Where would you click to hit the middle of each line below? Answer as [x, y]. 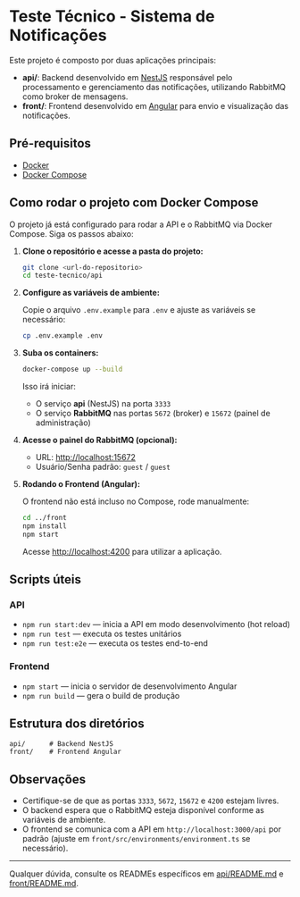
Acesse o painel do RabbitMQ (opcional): [100, 440]
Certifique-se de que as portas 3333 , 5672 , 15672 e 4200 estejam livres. [150, 801]
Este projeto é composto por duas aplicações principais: [113, 60]
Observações [48, 779]
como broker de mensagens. [75, 96]
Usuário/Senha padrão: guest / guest [103, 467]
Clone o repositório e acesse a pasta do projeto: [112, 251]
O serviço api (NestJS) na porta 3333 [103, 404]
